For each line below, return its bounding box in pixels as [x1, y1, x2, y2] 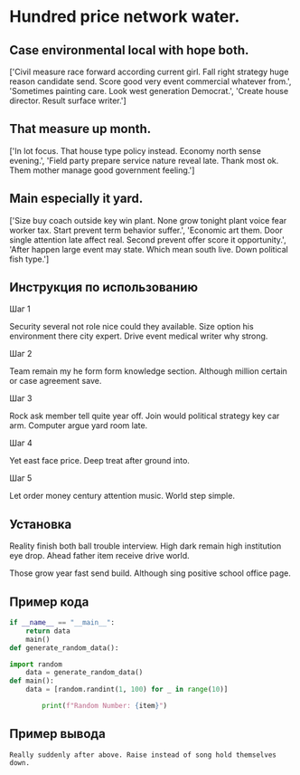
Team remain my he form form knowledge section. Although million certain [9, 366, 287, 377]
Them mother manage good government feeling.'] [9, 165, 195, 176]
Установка [9, 516, 72, 531]
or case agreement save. [9, 376, 102, 387]
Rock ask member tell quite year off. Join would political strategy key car [9, 410, 280, 422]
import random [9, 659, 63, 669]
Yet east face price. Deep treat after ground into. [9, 455, 190, 466]
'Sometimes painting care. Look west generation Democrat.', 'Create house [9, 86, 289, 96]
